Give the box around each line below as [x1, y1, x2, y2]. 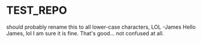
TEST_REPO [6, 4, 68, 17]
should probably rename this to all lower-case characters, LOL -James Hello [6, 23, 196, 30]
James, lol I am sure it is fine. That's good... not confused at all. [6, 29, 165, 36]
